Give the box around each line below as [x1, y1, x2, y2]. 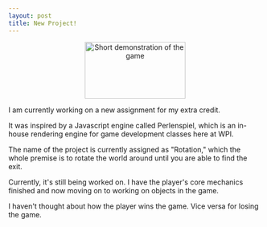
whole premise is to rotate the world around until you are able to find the [8, 153, 248, 163]
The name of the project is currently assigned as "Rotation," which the [8, 144, 241, 154]
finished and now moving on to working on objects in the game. [8, 185, 220, 195]
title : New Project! [8, 19, 78, 27]
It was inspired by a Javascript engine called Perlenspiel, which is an [8, 120, 236, 130]
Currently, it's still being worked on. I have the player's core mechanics [8, 177, 244, 187]
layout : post [8, 11, 52, 20]
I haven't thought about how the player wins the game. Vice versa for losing [8, 201, 259, 211]
